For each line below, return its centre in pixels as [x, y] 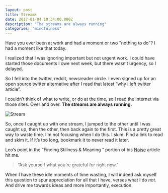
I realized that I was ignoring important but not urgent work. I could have [80, 58]
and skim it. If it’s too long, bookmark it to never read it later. [67, 140]
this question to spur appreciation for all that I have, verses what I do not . [81, 180]
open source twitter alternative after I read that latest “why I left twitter [78, 84]
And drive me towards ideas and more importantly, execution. [69, 185]
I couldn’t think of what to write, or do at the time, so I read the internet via [82, 99]
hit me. [12, 155]
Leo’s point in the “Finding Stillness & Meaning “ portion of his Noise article [83, 150]
